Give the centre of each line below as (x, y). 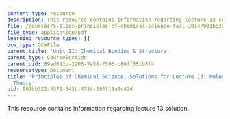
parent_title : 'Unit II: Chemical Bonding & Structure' (88, 52)
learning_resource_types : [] (49, 39)
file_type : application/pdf (47, 32)
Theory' (24, 83)
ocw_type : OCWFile (33, 45)
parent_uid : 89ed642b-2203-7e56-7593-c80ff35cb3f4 (81, 64)
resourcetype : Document (41, 70)
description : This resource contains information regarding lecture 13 (111, 20)
